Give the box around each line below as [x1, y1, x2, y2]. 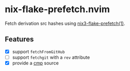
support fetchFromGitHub [12, 48, 65, 54]
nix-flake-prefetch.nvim [5, 4, 110, 15]
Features [5, 35, 34, 44]
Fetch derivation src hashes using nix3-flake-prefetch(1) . [5, 20, 125, 26]
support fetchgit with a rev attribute [12, 54, 90, 60]
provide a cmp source [12, 60, 59, 66]
